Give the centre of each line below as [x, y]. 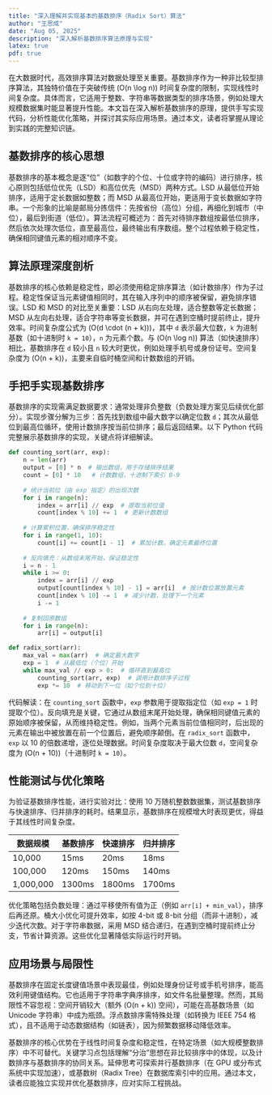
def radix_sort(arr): [45, 648]
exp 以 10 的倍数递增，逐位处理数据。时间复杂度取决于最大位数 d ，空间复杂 [133, 743]
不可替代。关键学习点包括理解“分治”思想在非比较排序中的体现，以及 [143, 1053]
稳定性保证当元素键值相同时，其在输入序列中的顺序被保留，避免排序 [136, 297]
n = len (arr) [45, 460]
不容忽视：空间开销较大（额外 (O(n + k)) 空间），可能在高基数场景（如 [138, 1005]
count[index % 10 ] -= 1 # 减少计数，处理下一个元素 [121, 596]
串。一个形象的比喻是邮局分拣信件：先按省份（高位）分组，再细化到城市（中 [136, 207]
